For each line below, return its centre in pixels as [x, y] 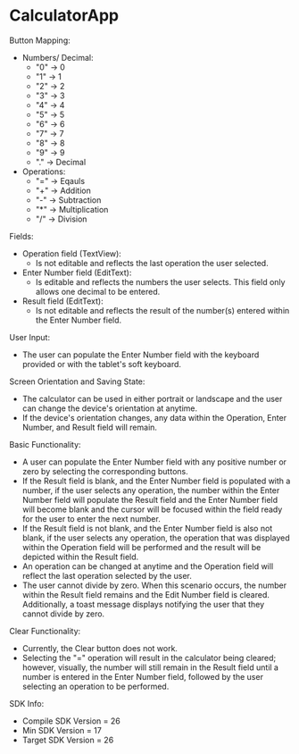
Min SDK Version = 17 [62, 730]
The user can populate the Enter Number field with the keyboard [141, 355]
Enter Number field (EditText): [77, 272]
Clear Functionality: [45, 631]
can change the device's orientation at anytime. [110, 408]
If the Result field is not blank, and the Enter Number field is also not [147, 528]
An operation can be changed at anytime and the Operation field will [148, 566]
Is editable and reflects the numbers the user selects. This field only [160, 281]
